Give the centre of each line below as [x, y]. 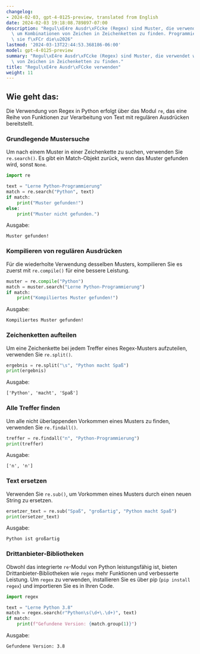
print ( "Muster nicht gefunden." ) [58, 214]
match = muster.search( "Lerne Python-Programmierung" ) [76, 287]
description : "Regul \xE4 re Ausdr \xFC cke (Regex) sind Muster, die [90, 28]
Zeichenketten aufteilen [42, 335]
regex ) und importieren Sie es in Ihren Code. [60, 586]
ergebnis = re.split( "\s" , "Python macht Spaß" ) [68, 365]
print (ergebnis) [26, 371]
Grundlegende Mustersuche [48, 139]
